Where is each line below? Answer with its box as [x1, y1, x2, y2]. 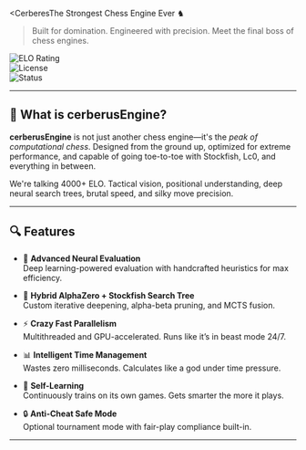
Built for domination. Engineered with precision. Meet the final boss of [31, 26, 294, 36]
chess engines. [31, 36, 89, 46]
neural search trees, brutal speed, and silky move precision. [9, 187, 234, 199]
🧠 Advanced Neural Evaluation [22, 253, 141, 264]
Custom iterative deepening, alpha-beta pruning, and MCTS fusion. [22, 299, 276, 310]
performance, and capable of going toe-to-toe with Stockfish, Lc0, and [9, 151, 276, 162]
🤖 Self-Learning [22, 380, 85, 391]
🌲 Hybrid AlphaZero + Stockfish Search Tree [22, 289, 195, 300]
